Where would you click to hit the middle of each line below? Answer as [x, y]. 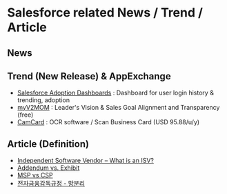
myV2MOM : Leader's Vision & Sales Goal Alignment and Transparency [118, 108]
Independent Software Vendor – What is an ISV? [85, 161]
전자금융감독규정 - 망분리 [51, 184]
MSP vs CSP [35, 175]
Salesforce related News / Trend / [105, 13]
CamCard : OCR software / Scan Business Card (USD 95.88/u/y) [108, 122]
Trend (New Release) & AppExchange [89, 76]
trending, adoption [43, 100]
